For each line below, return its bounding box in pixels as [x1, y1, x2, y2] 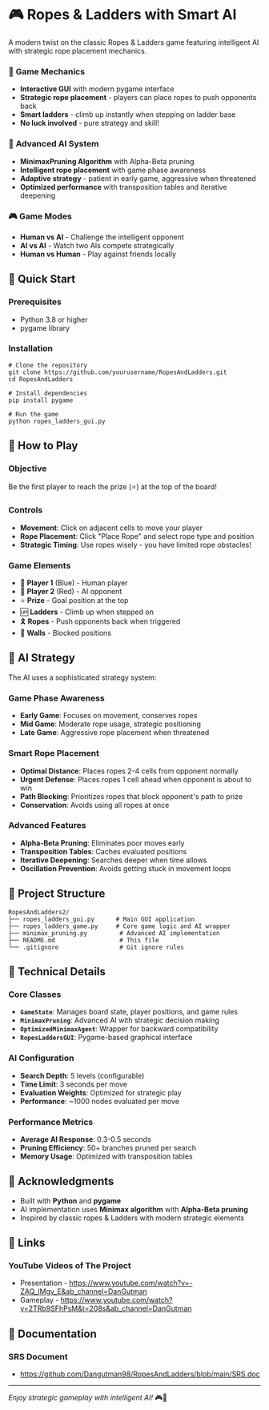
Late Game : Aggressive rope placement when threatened [19, 728, 210, 737]
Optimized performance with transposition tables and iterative [19, 182, 227, 191]
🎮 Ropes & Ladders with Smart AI [8, 6, 237, 24]
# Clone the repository [8, 361, 88, 369]
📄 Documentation [8, 1327, 98, 1340]
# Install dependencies [8, 389, 88, 397]
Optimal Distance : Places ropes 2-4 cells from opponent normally [19, 765, 239, 776]
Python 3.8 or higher [19, 315, 88, 324]
